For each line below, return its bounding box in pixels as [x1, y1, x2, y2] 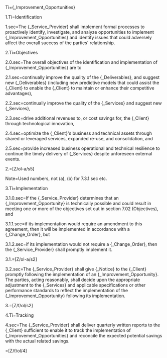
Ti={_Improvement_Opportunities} [5, 5, 75, 10]
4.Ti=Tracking [5, 312, 34, 318]
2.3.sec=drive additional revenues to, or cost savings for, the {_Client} [5, 115, 149, 121]
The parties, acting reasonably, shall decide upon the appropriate [5, 277, 140, 283]
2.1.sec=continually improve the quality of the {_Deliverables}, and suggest [5, 74, 160, 80]
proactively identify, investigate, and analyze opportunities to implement [5, 29, 154, 35]
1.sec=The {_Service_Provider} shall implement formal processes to [5, 24, 145, 30]
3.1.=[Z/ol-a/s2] [5, 256, 38, 262]
